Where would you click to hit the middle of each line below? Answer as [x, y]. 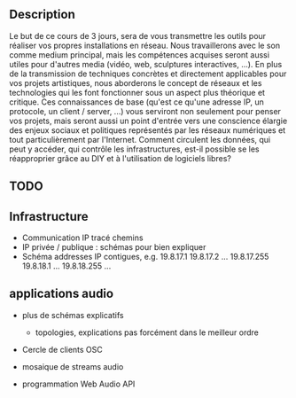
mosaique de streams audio [73, 366]
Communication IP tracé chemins [82, 238]
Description [42, 15]
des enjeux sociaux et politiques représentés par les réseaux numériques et [148, 130]
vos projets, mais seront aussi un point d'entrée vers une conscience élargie [148, 121]
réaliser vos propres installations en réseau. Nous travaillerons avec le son [145, 45]
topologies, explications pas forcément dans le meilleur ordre [147, 332]
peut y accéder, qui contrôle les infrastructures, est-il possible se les [134, 149]
